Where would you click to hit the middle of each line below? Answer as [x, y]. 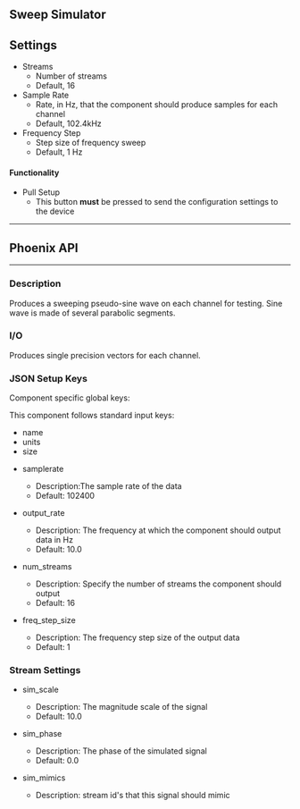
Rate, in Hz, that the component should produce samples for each [157, 105]
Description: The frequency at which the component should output [158, 530]
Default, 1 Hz [59, 152]
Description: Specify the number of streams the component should [158, 584]
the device [55, 211]
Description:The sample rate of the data [108, 486]
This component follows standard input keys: [92, 416]
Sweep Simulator [58, 15]
